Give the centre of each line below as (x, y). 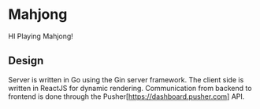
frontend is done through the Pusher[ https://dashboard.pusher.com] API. (126, 96)
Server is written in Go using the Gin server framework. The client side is (126, 79)
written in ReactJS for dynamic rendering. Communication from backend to (130, 88)
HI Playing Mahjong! (41, 36)
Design (26, 61)
